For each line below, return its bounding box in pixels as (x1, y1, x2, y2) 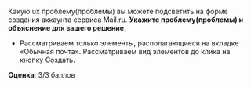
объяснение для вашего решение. (8, 24, 127, 32)
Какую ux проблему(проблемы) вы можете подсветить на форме (8, 7, 229, 16)
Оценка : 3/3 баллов (8, 71, 75, 79)
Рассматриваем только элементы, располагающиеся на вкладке (19, 38, 239, 48)
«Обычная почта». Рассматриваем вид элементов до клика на (19, 47, 231, 56)
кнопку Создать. (19, 55, 76, 64)
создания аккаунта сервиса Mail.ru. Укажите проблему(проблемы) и (8, 15, 244, 24)
